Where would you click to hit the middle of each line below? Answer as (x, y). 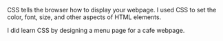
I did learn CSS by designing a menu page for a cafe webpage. (96, 30)
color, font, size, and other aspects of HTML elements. (84, 17)
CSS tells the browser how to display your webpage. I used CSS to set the (112, 10)
